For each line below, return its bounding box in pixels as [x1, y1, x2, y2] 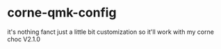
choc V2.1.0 [7, 35, 40, 43]
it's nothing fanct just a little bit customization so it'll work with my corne [7, 28, 214, 36]
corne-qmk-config [7, 5, 117, 21]
